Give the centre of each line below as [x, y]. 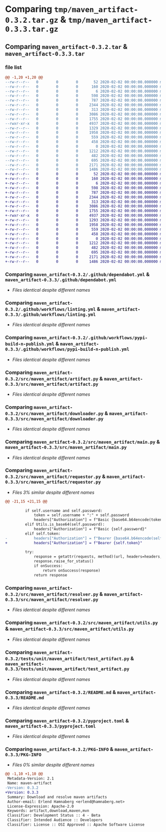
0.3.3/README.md [25, 698]
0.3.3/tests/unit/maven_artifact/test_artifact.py [67, 669]
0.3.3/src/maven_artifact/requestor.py [53, 482]
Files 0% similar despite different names [53, 765]
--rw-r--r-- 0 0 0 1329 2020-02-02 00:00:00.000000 [82, 128]
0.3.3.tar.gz [32, 29]
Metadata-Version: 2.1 [31, 779]
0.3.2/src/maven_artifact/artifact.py [52, 379]
